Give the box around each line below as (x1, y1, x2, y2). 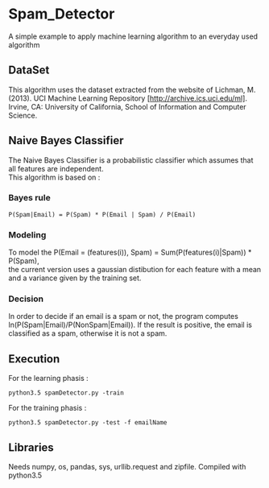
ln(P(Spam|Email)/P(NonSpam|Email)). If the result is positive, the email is (8, 320, 252, 330)
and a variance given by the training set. (8, 273, 142, 283)
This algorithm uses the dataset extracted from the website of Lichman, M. (8, 85, 256, 94)
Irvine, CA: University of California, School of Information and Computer (8, 101, 247, 111)
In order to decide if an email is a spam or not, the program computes (8, 312, 239, 321)
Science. (8, 110, 38, 120)
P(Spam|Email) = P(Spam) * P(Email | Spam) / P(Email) (8, 210, 197, 218)
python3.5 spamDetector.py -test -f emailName (8, 419, 168, 427)
